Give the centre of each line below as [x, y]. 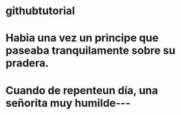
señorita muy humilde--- [68, 103]
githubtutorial [40, 11]
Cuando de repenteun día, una [82, 90]
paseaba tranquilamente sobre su [90, 51]
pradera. [27, 63]
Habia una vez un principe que [82, 38]
